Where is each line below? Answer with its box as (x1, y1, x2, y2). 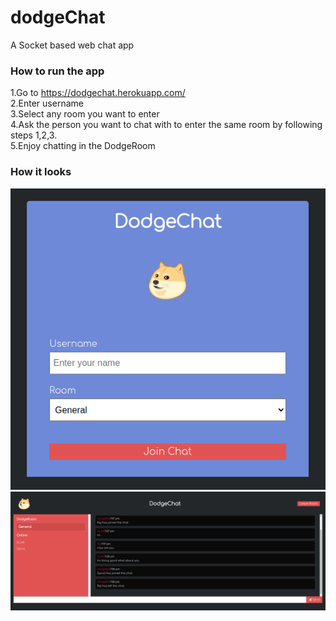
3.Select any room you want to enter (10, 108, 160, 120)
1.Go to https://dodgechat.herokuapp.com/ (10, 87, 186, 99)
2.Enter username (10, 97, 84, 110)
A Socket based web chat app (10, 39, 135, 51)
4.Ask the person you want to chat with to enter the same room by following (10, 119, 323, 131)
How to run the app (10, 64, 105, 78)
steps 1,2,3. (10, 129, 58, 141)
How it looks (10, 165, 72, 179)
